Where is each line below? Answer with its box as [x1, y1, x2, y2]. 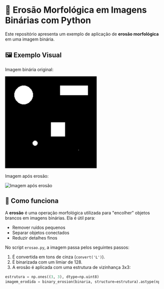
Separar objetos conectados [12, 230, 70, 236]
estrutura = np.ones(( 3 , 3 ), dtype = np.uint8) [5, 274, 99, 279]
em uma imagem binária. [5, 36, 55, 42]
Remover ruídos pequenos [12, 224, 66, 230]
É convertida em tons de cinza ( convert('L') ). [12, 254, 105, 260]
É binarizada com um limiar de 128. [12, 259, 82, 265]
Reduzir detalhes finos [12, 235, 58, 241]
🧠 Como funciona [5, 197, 59, 205]
